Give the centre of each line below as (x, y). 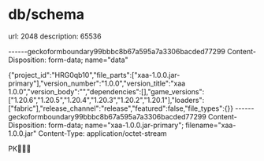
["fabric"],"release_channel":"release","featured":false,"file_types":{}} (121, 108)
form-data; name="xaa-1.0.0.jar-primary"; (116, 125)
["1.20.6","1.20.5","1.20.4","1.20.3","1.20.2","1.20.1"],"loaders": (106, 100)
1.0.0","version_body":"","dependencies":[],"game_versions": (106, 91)
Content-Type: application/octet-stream (102, 133)
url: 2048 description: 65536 (55, 36)
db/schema (46, 15)
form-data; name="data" (88, 60)
